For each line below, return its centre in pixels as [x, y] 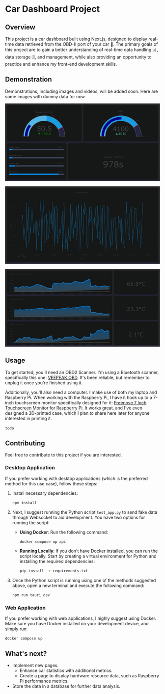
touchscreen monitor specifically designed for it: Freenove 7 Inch [81, 402]
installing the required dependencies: [57, 561]
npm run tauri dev [31, 595]
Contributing [25, 443]
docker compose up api [43, 542]
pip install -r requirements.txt [54, 571]
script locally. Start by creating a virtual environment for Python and [88, 556]
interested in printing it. [28, 418]
